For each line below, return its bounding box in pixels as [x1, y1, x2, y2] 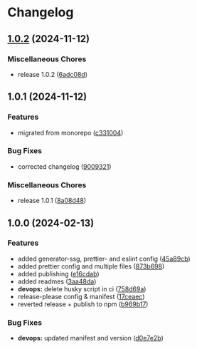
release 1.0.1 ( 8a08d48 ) [17, 197, 87, 205]
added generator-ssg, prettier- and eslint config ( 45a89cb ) [17, 254, 191, 263]
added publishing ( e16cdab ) [17, 269, 100, 278]
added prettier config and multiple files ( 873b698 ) [17, 261, 165, 271]
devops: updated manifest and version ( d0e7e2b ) [17, 334, 164, 343]
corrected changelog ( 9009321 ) [17, 162, 112, 171]
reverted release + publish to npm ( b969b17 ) [17, 300, 149, 308]
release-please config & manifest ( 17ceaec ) [17, 292, 145, 301]
